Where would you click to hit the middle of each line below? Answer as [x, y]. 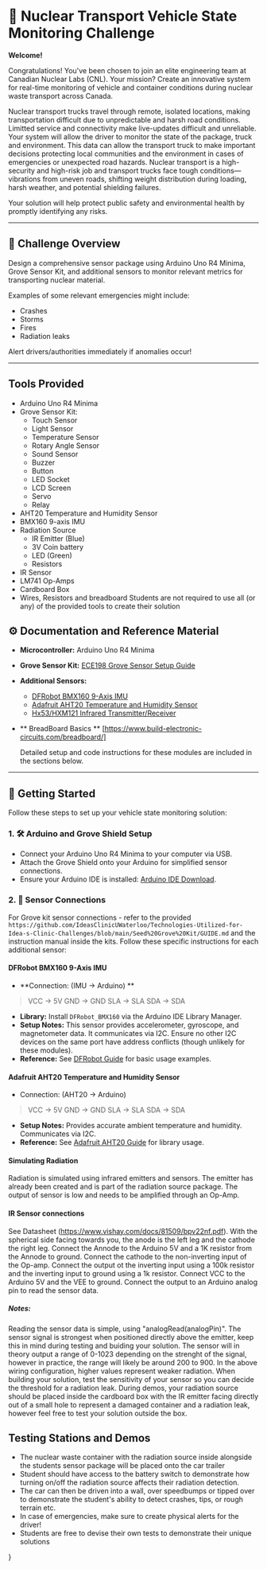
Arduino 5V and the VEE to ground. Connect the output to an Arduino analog [133, 1282]
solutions [35, 1542]
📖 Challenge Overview [64, 244]
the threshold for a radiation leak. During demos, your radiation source [123, 1388]
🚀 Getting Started [52, 794]
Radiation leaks [44, 336]
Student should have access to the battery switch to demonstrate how [135, 1474]
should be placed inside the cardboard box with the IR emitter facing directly [133, 1396]
